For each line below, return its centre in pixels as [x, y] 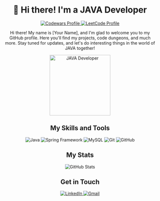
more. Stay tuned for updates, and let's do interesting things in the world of [80, 43]
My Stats [80, 155]
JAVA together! [80, 48]
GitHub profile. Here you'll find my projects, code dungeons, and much [80, 38]
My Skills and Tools [80, 128]
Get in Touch [80, 182]
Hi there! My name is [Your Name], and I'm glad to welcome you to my [80, 32]
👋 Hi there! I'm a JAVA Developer [80, 10]
